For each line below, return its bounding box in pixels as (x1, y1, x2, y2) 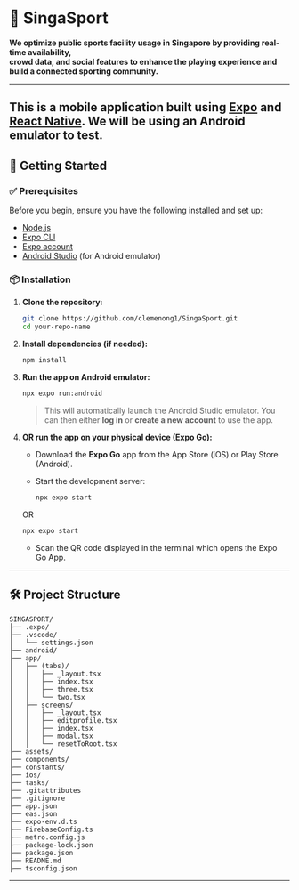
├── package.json (9, 849, 74, 858)
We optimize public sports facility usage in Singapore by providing (9, 37, 261, 48)
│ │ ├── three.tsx (9, 685, 93, 694)
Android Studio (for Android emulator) (21, 251, 162, 262)
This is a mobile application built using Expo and (9, 100, 282, 115)
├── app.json (9, 802, 58, 811)
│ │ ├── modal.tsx (9, 732, 93, 741)
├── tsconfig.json (9, 864, 77, 873)
